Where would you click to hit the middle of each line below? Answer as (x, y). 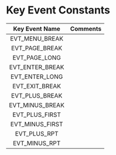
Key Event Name (37, 29)
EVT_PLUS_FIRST (37, 115)
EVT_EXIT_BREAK (37, 86)
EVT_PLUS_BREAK (37, 95)
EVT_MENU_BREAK (37, 39)
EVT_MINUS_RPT (37, 143)
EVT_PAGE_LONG (37, 57)
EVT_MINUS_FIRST (37, 124)
